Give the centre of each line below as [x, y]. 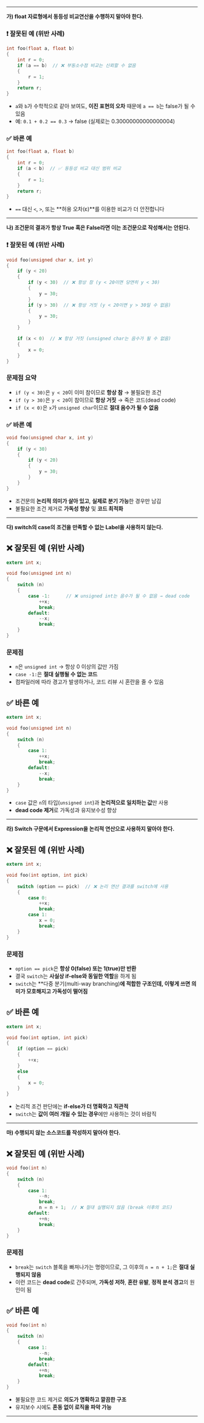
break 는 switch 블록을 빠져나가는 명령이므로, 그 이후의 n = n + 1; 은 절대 [102, 1267]
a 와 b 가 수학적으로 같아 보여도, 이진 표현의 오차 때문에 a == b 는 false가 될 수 [105, 106]
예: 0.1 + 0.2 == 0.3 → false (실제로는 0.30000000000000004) [95, 122]
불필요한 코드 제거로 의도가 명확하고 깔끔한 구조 [71, 1399]
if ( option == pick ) [43, 1049]
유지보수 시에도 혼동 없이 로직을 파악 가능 [63, 1407]
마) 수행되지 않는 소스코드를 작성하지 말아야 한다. [63, 1133]
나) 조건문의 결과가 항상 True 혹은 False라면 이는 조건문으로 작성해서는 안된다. [98, 228]
